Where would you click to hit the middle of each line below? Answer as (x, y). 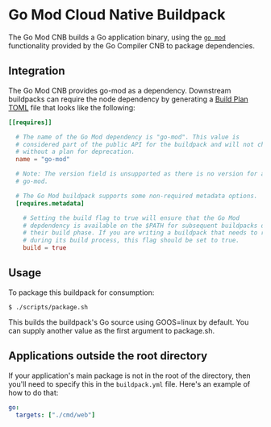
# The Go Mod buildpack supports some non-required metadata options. (137, 196)
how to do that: (33, 392)
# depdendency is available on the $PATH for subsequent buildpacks (140, 226)
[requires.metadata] (50, 203)
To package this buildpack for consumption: (81, 292)
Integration (37, 71)
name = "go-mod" (43, 160)
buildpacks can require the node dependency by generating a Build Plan (128, 99)
